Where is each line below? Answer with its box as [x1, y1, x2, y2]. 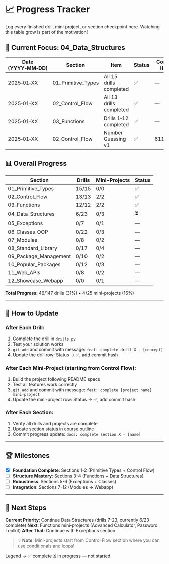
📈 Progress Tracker [5, 4, 90, 15]
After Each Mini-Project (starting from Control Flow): [5, 365, 137, 372]
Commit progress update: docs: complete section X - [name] [12, 431, 141, 437]
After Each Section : [5, 409, 54, 416]
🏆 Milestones [5, 451, 50, 460]
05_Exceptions [8, 220, 43, 227]
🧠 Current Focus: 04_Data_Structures [5, 43, 126, 52]
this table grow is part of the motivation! [5, 29, 88, 35]
